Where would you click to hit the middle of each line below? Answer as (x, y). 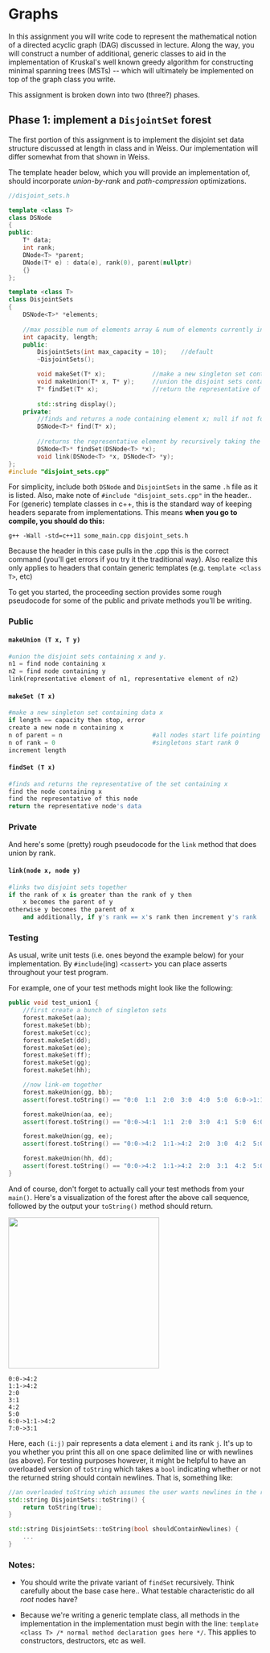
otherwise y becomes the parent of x (72, 910)
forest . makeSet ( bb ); (57, 1025)
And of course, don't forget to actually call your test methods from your (127, 1189)
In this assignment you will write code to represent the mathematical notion (133, 36)
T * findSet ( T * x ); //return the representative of (149, 389)
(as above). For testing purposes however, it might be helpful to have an (127, 1460)
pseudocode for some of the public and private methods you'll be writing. (130, 600)
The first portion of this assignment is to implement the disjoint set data (127, 139)
